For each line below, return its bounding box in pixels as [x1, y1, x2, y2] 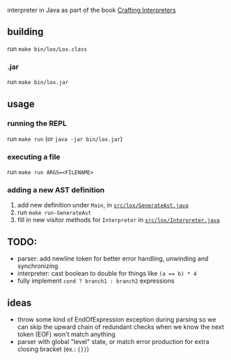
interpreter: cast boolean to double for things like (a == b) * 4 [17, 269, 197, 278]
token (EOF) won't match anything [17, 330, 116, 338]
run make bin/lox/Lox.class [7, 45, 88, 53]
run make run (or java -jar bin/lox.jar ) [7, 134, 123, 143]
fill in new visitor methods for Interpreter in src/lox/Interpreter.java [17, 216, 221, 224]
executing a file [7, 152, 61, 162]
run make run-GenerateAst [17, 208, 92, 217]
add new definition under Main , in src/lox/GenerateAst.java [17, 201, 189, 210]
